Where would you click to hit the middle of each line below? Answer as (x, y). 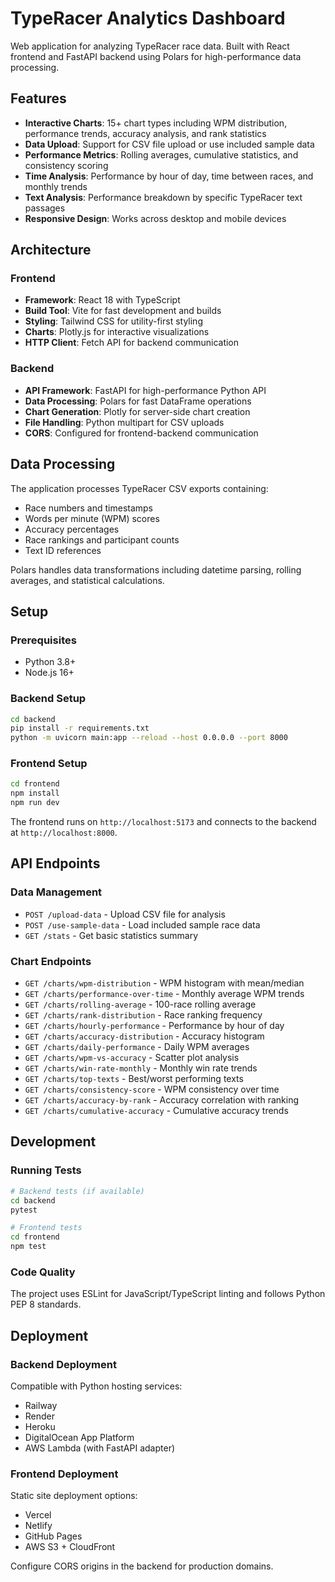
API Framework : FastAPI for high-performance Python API (145, 390)
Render (40, 1416)
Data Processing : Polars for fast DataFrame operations (138, 401)
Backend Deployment (63, 1364)
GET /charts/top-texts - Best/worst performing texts (134, 1079)
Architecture (51, 250)
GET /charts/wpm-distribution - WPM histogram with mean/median (164, 983)
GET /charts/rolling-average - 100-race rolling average (140, 1004)
